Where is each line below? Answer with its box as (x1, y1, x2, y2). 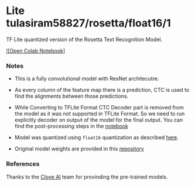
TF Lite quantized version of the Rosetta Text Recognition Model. (6, 36, 163, 43)
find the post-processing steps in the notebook (14, 123, 129, 130)
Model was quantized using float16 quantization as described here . (14, 134, 179, 141)
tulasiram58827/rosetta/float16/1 (6, 16, 171, 30)
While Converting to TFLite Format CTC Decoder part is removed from (14, 104, 184, 111)
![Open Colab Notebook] (6, 47, 66, 54)
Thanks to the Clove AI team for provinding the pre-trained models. (6, 173, 168, 180)
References (6, 160, 40, 168)
